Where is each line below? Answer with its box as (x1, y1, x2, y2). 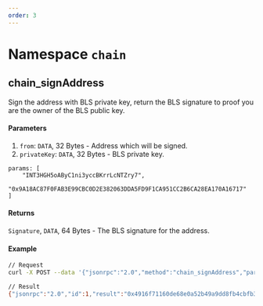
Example (8, 244, 38, 253)
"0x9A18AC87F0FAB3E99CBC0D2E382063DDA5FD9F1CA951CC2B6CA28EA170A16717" (8, 185, 247, 193)
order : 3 (8, 11, 37, 20)
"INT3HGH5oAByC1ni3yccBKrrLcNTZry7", (22, 171, 146, 179)
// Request (8, 261, 44, 269)
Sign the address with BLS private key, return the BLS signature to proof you (8, 97, 254, 107)
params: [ (8, 164, 41, 173)
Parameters (8, 123, 47, 133)
